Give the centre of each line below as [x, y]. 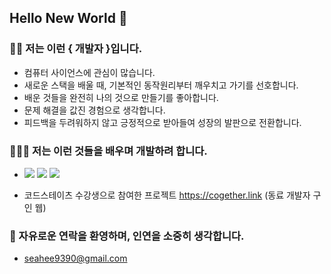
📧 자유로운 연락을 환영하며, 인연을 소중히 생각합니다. [127, 236]
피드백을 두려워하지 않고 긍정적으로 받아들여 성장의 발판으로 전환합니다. [162, 122]
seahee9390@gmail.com [75, 258]
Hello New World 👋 [68, 18]
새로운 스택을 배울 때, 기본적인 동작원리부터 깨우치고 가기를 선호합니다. [161, 85]
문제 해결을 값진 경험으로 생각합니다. [94, 110]
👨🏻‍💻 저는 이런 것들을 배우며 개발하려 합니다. [108, 151]
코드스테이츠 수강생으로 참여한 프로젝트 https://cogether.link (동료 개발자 [167, 195]
